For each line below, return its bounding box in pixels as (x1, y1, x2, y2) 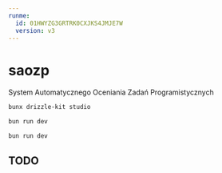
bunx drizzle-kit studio (8, 103, 91, 111)
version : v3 (15, 26, 56, 34)
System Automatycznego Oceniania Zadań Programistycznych (8, 87, 214, 97)
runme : (8, 11, 30, 20)
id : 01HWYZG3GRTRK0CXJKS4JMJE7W (15, 19, 124, 27)
